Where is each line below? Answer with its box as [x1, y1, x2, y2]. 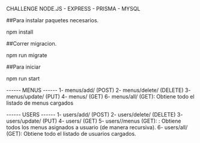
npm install [6, 28, 34, 35]
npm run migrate [6, 52, 47, 59]
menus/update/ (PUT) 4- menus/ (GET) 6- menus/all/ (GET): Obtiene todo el [6, 93, 195, 100]
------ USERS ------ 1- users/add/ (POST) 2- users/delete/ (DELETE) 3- [6, 111, 183, 118]
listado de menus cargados [6, 99, 74, 106]
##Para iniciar [6, 63, 41, 70]
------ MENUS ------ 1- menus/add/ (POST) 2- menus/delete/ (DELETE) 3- [6, 87, 191, 94]
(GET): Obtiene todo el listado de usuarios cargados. [6, 130, 136, 137]
